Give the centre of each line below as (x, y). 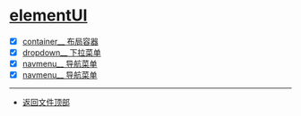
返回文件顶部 (46, 103)
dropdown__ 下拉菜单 (61, 53)
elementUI (48, 16)
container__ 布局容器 (60, 41)
